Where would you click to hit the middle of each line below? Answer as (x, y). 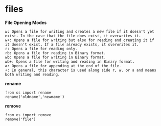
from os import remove (28, 115)
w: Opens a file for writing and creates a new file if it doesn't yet (80, 31)
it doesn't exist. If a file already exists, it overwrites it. (72, 44)
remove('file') (21, 119)
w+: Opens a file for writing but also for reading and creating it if (80, 40)
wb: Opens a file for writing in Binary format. (56, 57)
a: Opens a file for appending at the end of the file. (63, 66)
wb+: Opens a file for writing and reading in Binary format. (70, 62)
